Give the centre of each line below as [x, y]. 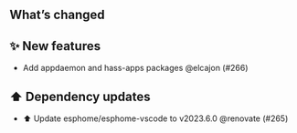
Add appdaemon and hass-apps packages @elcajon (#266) [135, 68]
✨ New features [55, 46]
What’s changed [57, 15]
